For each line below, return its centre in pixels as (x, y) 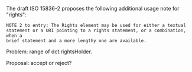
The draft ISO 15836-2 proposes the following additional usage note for (93, 8)
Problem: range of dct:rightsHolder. (49, 52)
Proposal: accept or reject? (39, 63)
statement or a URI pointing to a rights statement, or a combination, (96, 30)
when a (14, 36)
